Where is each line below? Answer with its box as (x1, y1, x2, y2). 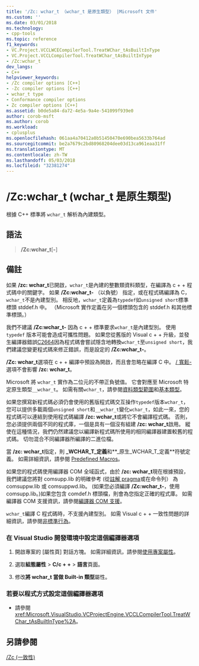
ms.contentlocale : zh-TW (6, 152, 68, 157)
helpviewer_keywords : (6, 75, 60, 81)
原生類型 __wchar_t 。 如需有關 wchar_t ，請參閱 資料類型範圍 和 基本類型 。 (11, 385, 185, 392)
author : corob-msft (6, 113, 54, 119)
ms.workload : (6, 124, 38, 130)
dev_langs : (6, 63, 33, 70)
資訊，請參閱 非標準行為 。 (11, 517, 74, 525)
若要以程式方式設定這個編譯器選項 (6, 590, 104, 598)
